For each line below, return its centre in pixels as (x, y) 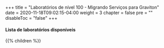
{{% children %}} (23, 41)
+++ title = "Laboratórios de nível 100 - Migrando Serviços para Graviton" (82, 7)
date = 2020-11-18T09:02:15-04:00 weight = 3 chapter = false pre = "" (79, 13)
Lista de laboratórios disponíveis (41, 29)
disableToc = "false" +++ (31, 18)
